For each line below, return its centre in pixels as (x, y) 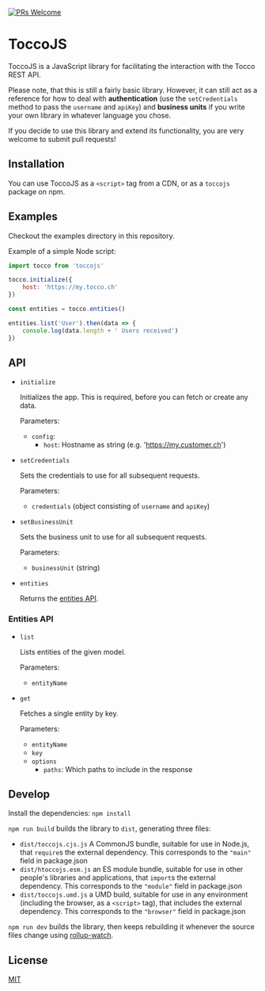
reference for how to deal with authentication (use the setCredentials (123, 98)
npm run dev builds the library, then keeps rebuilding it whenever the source (131, 927)
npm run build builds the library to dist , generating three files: (110, 828)
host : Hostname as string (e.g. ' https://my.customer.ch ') (134, 445)
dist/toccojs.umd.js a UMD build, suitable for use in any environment (134, 895)
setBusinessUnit (46, 522)
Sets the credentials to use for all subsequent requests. (110, 475)
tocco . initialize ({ (40, 280)
